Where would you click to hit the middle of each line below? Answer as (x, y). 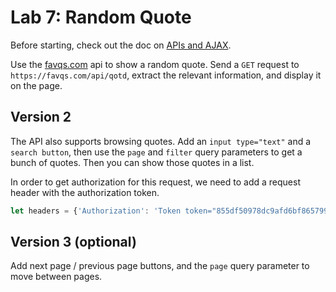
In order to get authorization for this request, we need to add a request (155, 182)
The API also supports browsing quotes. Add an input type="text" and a (161, 141)
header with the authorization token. (85, 192)
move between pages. (56, 277)
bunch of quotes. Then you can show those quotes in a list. (132, 162)
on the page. (36, 85)
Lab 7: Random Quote (101, 17)
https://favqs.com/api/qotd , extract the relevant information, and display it (166, 75)
